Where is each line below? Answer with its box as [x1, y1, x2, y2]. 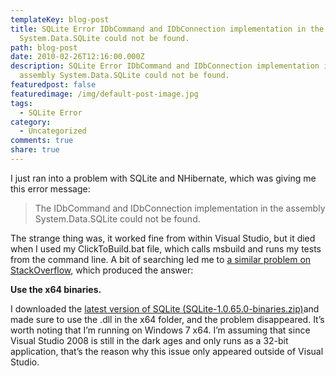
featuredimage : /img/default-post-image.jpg [10, 89, 199, 99]
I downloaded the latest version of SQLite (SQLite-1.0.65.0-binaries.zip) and [10, 302, 320, 315]
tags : [10, 98, 33, 108]
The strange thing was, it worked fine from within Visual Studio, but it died [10, 232, 316, 244]
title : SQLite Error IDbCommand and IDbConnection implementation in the [10, 24, 325, 34]
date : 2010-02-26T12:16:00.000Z [10, 52, 145, 62]
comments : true [10, 136, 74, 146]
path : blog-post [10, 42, 78, 53]
